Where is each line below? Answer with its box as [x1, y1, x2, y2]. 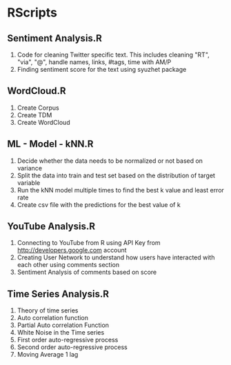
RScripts [7, 5, 57, 21]
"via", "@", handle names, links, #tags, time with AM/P [17, 58, 172, 66]
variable [17, 178, 41, 187]
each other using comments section [17, 261, 119, 269]
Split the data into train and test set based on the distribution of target [17, 171, 216, 179]
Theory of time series [17, 306, 79, 315]
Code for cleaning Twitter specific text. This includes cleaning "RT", [17, 50, 210, 59]
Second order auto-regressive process [17, 343, 128, 351]
